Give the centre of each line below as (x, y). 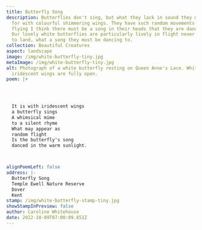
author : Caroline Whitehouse (43, 212)
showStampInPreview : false (40, 206)
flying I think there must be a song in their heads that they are (98, 29)
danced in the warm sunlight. (49, 145)
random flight (29, 134)
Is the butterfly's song (43, 140)
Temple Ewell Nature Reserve (48, 184)
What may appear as (36, 129)
